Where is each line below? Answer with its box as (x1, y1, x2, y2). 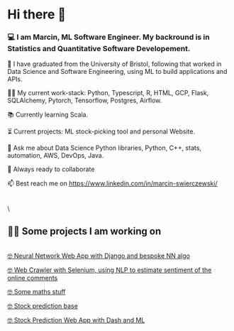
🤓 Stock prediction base (7, 302, 78, 310)
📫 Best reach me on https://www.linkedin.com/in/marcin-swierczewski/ (7, 179, 218, 188)
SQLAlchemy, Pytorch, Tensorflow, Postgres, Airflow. (7, 96, 162, 105)
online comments (7, 273, 58, 283)
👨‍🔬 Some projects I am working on (7, 225, 162, 237)
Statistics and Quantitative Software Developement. (7, 44, 191, 54)
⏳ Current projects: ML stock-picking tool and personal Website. (7, 127, 196, 136)
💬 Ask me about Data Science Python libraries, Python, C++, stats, (7, 143, 202, 152)
